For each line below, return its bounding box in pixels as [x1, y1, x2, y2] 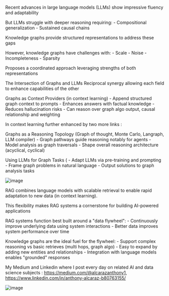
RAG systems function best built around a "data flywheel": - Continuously [5, 218, 158, 224]
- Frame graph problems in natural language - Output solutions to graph [5, 162, 155, 168]
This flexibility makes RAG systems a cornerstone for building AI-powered [5, 202, 159, 208]
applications [5, 208, 31, 214]
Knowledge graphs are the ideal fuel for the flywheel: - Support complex [5, 238, 156, 244]
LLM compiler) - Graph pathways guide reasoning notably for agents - [5, 137, 151, 142]
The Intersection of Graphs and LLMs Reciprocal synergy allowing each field [5, 80, 164, 86]
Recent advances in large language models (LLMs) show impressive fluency [5, 5, 163, 10]
